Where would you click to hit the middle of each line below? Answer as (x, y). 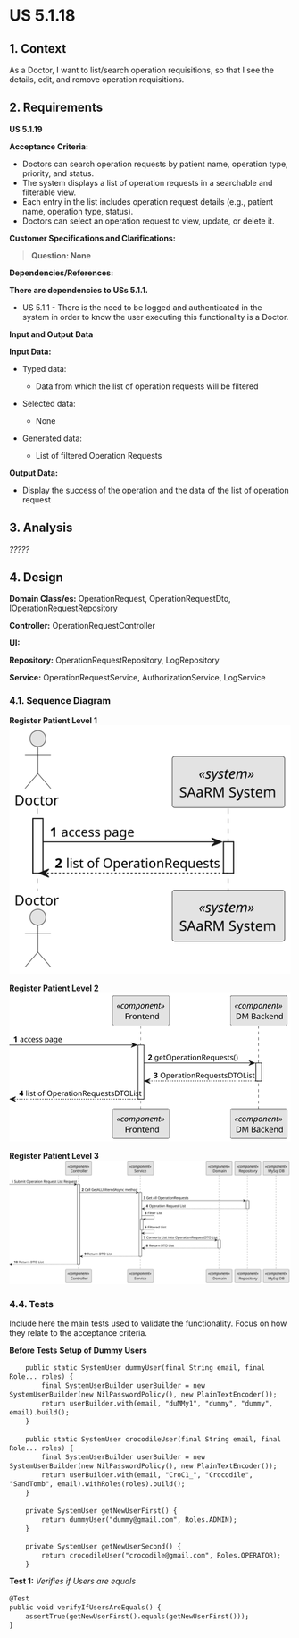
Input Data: (30, 351)
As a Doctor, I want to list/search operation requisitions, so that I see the (142, 70)
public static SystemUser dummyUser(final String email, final (145, 1368)
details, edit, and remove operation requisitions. (97, 80)
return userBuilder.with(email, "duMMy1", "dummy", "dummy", (158, 1404)
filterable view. (49, 192)
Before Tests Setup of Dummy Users (78, 1350)
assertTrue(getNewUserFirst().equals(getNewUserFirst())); (137, 1617)
